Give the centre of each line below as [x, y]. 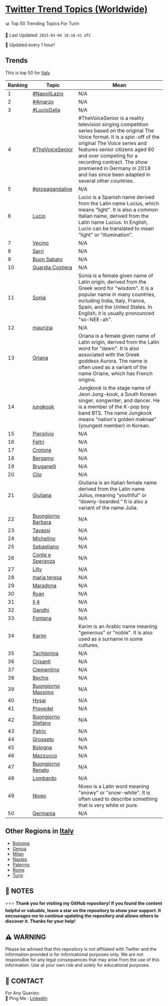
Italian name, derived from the [113, 216]
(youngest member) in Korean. [114, 425]
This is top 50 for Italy [28, 73]
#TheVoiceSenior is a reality [111, 118]
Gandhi [41, 610]
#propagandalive [52, 189]
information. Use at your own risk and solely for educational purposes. [78, 965]
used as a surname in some [110, 639]
